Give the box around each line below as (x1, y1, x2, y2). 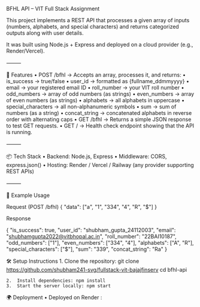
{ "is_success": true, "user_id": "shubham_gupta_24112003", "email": (6, 227, 176, 233)
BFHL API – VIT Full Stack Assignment (6, 5, 100, 12)
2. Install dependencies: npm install (6, 278, 106, 284)
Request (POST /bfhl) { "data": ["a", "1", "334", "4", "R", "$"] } (6, 203, 157, 210)
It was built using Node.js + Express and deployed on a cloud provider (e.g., (6, 41, 193, 48)
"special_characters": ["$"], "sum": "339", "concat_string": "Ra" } (6, 245, 168, 253)
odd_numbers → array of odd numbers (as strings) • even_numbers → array (6, 90, 195, 98)
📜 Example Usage (6, 192, 50, 199)
